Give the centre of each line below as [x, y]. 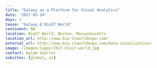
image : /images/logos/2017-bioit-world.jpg [52, 48]
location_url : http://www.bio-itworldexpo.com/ [57, 39]
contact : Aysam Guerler [31, 53]
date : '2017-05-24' [26, 15]
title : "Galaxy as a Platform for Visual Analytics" [63, 10]
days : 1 [14, 19]
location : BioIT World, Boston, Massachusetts [56, 34]
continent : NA [20, 29]
